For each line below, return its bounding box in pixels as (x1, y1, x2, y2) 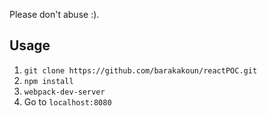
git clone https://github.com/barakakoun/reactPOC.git (23, 65, 258, 76)
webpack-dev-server (23, 87, 106, 97)
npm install (23, 76, 74, 86)
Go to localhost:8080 (23, 95, 112, 108)
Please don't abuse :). (9, 9, 100, 20)
